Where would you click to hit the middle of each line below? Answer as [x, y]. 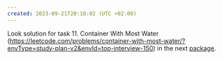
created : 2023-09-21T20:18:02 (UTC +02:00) [72, 14]
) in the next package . [185, 48]
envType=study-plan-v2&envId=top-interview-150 [80, 48]
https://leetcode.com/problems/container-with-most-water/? [97, 41]
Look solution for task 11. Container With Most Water [83, 33]
